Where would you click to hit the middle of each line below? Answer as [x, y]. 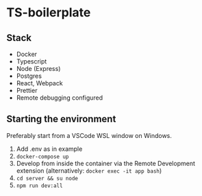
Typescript [31, 61]
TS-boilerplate [49, 13]
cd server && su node [47, 178]
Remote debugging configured [60, 98]
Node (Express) [38, 69]
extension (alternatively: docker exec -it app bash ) [89, 170]
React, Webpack [39, 83]
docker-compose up [42, 156]
